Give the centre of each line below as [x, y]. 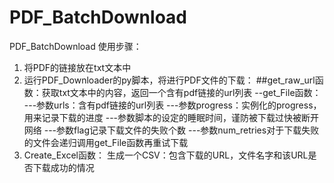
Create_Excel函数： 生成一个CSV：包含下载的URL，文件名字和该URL [166, 155]
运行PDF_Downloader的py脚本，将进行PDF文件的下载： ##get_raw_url [169, 80]
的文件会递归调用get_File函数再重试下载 [106, 142]
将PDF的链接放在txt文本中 [77, 67]
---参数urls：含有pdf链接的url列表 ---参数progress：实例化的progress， [172, 105]
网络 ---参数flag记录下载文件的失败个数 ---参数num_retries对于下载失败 [171, 130]
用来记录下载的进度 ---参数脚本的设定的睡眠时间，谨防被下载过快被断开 [171, 117]
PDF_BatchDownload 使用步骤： [75, 46]
